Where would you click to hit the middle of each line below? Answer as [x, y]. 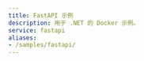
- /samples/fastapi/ [42, 45]
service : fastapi [37, 30]
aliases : [23, 38]
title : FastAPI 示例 [41, 15]
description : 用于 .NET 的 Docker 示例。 [74, 23]
